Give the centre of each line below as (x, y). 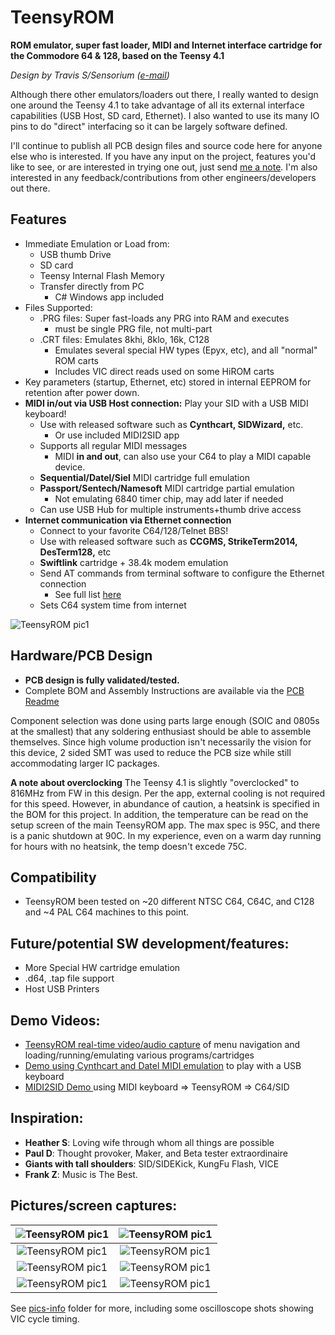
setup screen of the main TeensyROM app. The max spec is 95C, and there (165, 825)
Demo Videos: (55, 1020)
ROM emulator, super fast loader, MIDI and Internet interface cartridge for (166, 45)
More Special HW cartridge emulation (102, 968)
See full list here (88, 594)
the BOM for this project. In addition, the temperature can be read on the (159, 814)
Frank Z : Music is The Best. (81, 1174)
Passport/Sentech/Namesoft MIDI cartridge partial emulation (167, 488)
